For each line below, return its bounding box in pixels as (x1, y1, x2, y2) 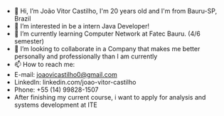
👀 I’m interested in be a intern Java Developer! (14, 22, 150, 30)
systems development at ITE (14, 100, 98, 109)
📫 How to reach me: (14, 60, 75, 68)
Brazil (14, 14, 31, 23)
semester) (14, 37, 45, 46)
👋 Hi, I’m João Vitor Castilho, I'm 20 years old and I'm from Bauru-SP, (14, 7, 218, 15)
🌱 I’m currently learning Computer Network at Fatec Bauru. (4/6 (14, 29, 201, 38)
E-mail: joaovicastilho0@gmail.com (14, 70, 117, 78)
